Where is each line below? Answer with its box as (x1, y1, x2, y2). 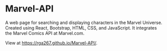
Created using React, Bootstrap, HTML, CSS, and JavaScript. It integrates (5, 24, 157, 30)
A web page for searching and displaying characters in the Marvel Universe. (5, 19, 162, 25)
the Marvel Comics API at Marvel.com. (5, 30, 85, 36)
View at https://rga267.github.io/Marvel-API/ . (5, 39, 98, 45)
